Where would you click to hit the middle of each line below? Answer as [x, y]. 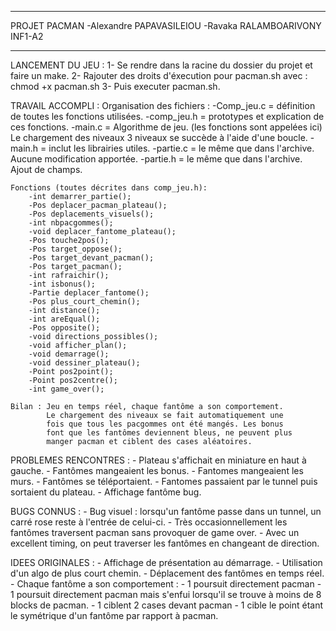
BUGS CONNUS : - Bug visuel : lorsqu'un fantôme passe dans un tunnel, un [166, 511]
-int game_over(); [66, 389]
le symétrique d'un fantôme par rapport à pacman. [114, 615]
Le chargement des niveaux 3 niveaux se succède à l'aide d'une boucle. [159, 137]
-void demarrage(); [69, 354]
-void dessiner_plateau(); [84, 363]
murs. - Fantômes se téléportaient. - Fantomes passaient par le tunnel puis [164, 481]
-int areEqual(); [64, 319]
